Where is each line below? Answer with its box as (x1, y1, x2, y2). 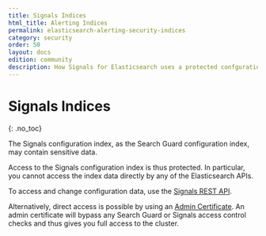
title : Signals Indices (8, 11, 87, 20)
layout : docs (8, 48, 51, 56)
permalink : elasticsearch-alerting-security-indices (8, 26, 186, 34)
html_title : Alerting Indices (8, 19, 108, 27)
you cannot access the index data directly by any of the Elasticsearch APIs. (8, 171, 253, 181)
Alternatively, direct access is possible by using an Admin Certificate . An (8, 201, 245, 211)
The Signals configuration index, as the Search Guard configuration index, (8, 139, 249, 148)
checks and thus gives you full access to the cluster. (8, 219, 180, 228)
